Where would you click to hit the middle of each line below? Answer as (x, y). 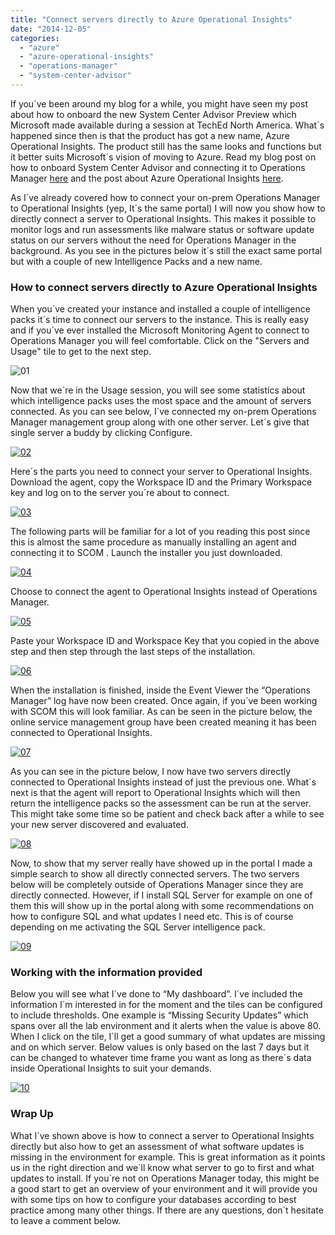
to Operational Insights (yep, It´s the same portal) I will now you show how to (168, 208)
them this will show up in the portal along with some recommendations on (162, 906)
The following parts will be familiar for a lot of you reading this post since (160, 532)
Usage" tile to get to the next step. (81, 352)
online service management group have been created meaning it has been (163, 722)
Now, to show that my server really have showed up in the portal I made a (161, 863)
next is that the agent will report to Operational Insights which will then (155, 793)
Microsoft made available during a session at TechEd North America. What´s (167, 125)
